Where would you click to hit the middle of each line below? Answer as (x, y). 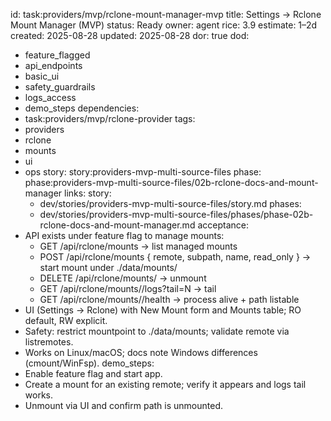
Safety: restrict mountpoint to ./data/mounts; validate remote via (157, 331)
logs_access (50, 97)
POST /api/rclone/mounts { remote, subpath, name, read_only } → (175, 257)
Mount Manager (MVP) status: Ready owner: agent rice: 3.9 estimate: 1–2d (164, 25)
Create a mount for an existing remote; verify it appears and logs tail (165, 384)
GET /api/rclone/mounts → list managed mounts (138, 246)
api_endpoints (53, 65)
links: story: (88, 193)
